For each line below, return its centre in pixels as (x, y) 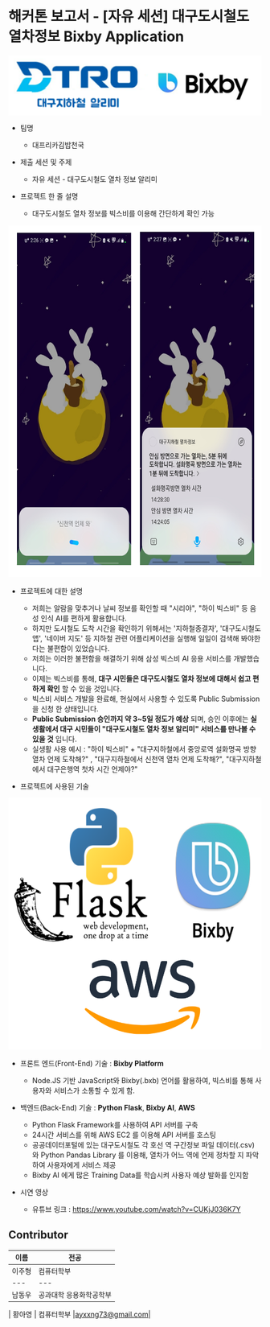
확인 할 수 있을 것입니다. (84, 689)
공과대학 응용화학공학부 (75, 1295)
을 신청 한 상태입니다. (65, 709)
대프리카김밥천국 (58, 145)
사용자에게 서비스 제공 (82, 1165)
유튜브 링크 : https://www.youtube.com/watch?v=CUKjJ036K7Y (136, 1210)
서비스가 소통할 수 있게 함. (94, 1090)
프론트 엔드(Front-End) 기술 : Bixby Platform (92, 1064)
